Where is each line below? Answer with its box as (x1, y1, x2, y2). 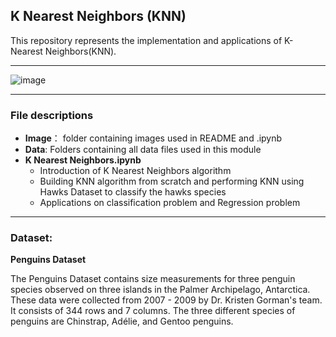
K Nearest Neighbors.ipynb (24, 154, 142, 166)
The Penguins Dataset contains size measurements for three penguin (10, 273, 296, 285)
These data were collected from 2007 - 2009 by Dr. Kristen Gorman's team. (10, 294, 323, 306)
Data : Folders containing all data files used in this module (24, 144, 262, 156)
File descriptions (10, 108, 94, 122)
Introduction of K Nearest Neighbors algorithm (39, 165, 232, 177)
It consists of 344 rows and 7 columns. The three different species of (10, 305, 296, 317)
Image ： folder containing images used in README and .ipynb (24, 132, 283, 144)
